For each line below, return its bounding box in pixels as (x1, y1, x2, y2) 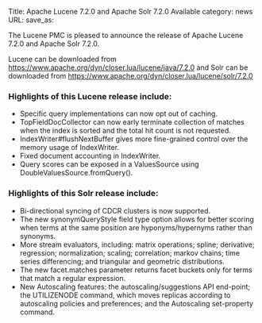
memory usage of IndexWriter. (19, 143, 120, 152)
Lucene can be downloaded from (8, 55, 117, 63)
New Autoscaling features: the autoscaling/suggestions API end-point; (19, 282, 251, 291)
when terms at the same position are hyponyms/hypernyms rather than (19, 222, 252, 233)
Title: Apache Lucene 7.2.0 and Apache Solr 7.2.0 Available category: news (8, 7, 253, 16)
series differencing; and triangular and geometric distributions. (19, 256, 225, 266)
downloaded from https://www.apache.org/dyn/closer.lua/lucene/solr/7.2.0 (8, 71, 253, 80)
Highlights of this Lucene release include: (8, 90, 172, 102)
